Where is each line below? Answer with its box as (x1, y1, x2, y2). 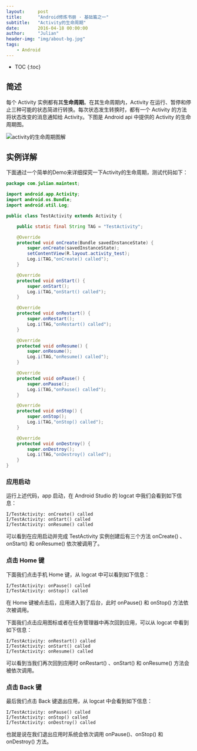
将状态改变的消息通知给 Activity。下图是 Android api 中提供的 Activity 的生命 (6, 113, 191, 120)
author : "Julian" (6, 31, 59, 37)
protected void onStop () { (16, 408, 83, 414)
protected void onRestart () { (16, 310, 91, 316)
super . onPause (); (27, 381, 69, 387)
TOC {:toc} (14, 63, 41, 70)
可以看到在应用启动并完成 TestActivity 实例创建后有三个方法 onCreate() (6, 533, 179, 540)
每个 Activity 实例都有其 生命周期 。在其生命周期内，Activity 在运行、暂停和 (6, 99, 186, 106)
